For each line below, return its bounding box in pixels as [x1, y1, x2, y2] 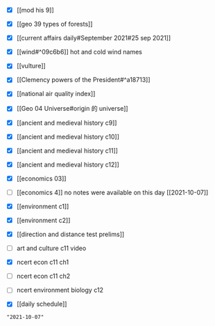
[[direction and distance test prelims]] [16, 230, 125, 238]
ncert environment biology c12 [16, 286, 103, 295]
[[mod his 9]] [16, 6, 55, 14]
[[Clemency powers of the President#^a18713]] [16, 76, 150, 84]
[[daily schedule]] [16, 300, 67, 309]
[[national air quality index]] [16, 90, 96, 98]
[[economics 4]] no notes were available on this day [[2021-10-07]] [16, 188, 209, 196]
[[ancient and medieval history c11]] [16, 146, 119, 155]
